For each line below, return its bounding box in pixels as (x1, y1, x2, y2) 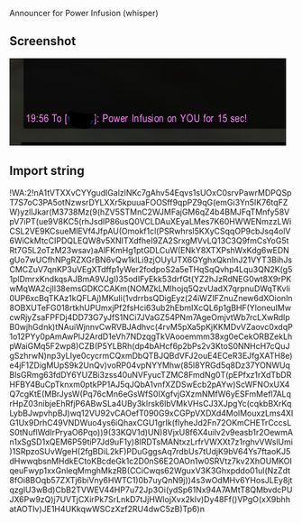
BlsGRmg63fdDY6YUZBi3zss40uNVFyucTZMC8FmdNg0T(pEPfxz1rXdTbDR (9, 369, 292, 380)
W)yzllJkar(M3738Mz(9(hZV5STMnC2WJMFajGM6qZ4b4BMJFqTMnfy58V (9, 206, 290, 217)
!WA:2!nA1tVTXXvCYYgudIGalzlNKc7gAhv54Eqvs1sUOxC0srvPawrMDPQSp (9, 187, 292, 197)
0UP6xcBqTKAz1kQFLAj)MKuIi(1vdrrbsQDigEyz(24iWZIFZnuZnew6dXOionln (9, 292, 293, 303)
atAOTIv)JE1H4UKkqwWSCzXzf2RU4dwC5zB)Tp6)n (9, 503, 206, 514)
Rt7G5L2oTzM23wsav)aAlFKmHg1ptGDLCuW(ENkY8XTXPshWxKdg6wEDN (9, 244, 290, 255)
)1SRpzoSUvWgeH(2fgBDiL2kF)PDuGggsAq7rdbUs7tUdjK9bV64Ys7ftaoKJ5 (9, 445, 291, 456)
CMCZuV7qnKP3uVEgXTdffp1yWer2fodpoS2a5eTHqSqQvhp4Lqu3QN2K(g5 (9, 263, 293, 274)
